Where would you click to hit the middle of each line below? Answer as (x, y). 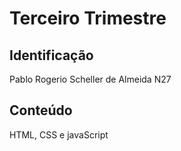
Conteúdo (41, 110)
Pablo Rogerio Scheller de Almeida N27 (90, 79)
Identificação (51, 55)
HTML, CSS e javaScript (59, 134)
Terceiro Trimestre (88, 18)
